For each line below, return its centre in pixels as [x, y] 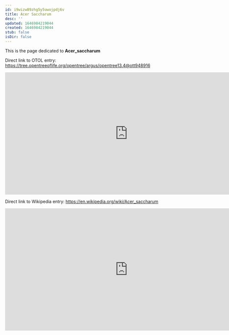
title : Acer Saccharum [28, 14]
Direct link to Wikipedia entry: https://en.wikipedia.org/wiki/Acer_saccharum [82, 201]
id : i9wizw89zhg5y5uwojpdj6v [35, 10]
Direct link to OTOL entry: [31, 60]
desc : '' [14, 19]
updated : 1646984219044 [29, 23]
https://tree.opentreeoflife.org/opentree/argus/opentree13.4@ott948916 [78, 65]
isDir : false [18, 37]
